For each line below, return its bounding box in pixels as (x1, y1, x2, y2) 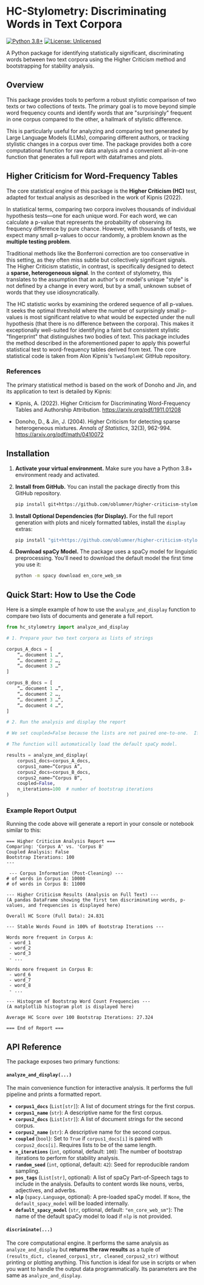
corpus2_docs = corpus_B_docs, (17, 769, 91, 775)
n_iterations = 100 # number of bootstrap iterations (17, 786, 154, 792)
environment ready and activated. (15, 471, 100, 478)
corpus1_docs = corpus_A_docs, (17, 757, 91, 764)
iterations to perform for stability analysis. (15, 1154, 120, 1162)
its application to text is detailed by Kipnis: (6, 387, 112, 395)
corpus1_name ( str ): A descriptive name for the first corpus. (15, 1109, 163, 1117)
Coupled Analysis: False (6, 849, 69, 855)
